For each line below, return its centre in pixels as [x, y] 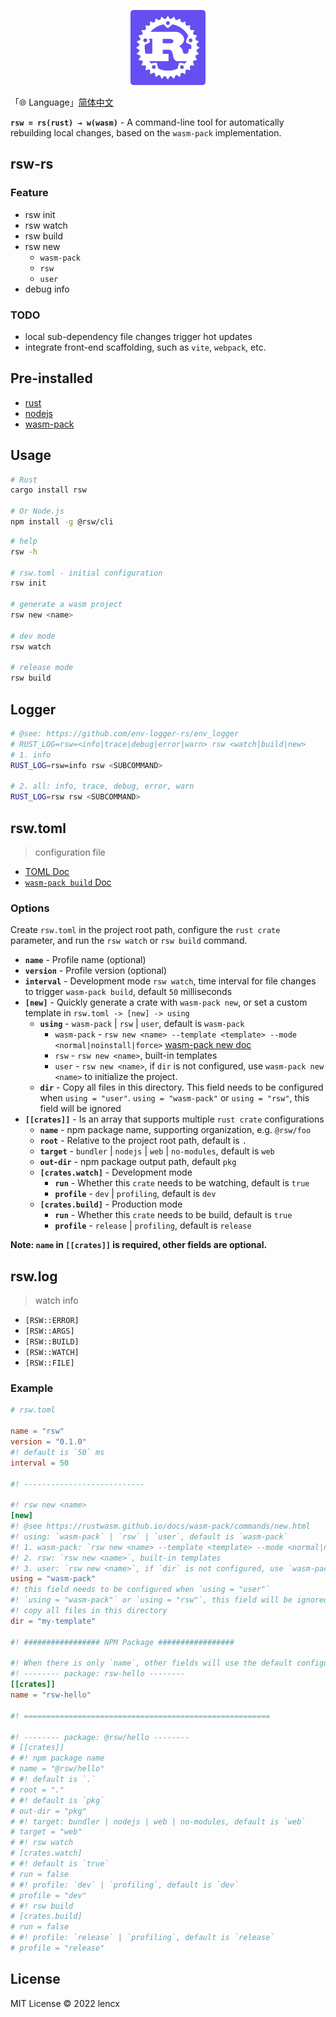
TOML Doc [47, 871]
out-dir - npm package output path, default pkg [138, 1162]
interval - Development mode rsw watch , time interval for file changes [170, 981]
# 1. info [31, 755]
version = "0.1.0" [48, 1442]
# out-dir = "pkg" [48, 1811]
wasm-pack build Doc [68, 882]
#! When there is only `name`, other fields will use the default [151, 1663]
